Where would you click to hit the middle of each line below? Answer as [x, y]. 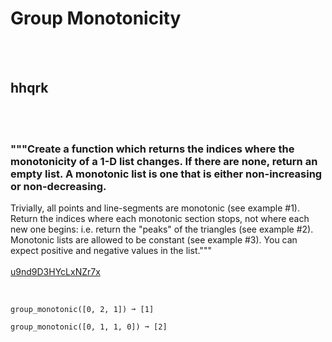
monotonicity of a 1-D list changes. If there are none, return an [164, 161]
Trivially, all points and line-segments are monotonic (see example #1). [155, 208]
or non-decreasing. [58, 186]
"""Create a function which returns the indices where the [152, 149]
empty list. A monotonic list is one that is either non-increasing [166, 174]
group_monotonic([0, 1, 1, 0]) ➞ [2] [89, 327]
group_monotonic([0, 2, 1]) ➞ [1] [82, 310]
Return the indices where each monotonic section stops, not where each [160, 219]
